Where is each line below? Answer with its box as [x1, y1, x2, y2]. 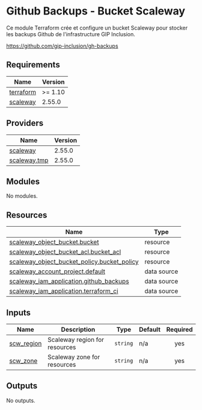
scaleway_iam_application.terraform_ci [9, 287, 118, 295]
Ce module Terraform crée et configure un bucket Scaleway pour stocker [6, 24, 188, 31]
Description [61, 326, 96, 333]
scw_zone [9, 357, 38, 365]
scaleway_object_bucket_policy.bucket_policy [9, 257, 139, 266]
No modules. [6, 192, 38, 200]
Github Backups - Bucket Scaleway [6, 4, 185, 18]
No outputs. [6, 397, 35, 404]
